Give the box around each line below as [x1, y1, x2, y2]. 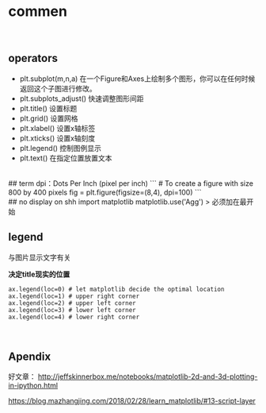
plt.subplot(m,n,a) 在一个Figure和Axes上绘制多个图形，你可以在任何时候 [19, 74, 256, 83]
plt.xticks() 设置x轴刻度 [19, 133, 96, 143]
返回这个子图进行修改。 [19, 83, 97, 93]
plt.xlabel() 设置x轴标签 [19, 123, 96, 133]
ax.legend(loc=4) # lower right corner [8, 313, 140, 321]
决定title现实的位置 [8, 269, 70, 279]
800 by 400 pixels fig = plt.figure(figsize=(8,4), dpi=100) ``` [8, 187, 202, 197]
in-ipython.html [8, 380, 58, 391]
